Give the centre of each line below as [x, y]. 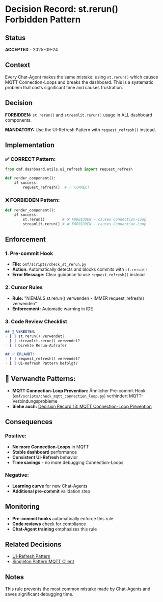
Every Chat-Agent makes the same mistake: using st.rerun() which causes [81, 77]
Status [15, 38]
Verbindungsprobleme [35, 401]
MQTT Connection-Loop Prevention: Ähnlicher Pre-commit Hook [79, 390]
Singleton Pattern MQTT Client [43, 562]
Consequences [29, 422]
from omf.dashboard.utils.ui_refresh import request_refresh [69, 169]
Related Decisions [33, 545]
